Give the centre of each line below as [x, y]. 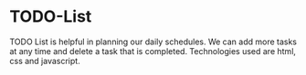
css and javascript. [45, 61]
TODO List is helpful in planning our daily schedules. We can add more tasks [153, 42]
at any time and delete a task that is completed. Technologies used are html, [153, 51]
